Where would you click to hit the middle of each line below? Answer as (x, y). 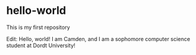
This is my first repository (38, 27)
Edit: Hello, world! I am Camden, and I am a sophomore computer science (98, 39)
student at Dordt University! (41, 45)
